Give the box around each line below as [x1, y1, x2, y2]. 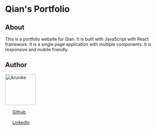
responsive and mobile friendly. [5, 47, 69, 52]
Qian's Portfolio [5, 3, 70, 15]
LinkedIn [12, 119, 30, 125]
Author [5, 61, 27, 69]
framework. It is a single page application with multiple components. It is [5, 41, 152, 47]
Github [12, 109, 26, 115]
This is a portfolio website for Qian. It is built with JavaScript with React [5, 36, 149, 42]
